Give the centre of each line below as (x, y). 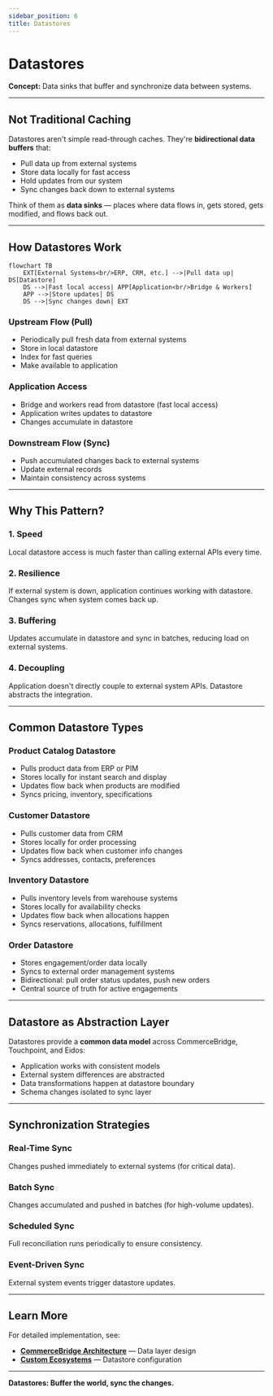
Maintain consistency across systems (83, 478)
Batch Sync (32, 1187)
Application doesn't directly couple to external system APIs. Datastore (126, 685)
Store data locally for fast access (75, 173)
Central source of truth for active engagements (99, 989)
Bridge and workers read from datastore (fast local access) (119, 405)
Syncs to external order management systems (97, 972)
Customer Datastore (50, 816)
